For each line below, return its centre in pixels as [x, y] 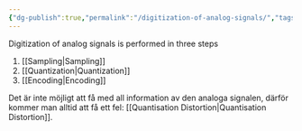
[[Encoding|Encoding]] [64, 80]
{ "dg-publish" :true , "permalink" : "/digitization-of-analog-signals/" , [142, 18]
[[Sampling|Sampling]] [63, 61]
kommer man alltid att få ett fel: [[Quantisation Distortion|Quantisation [137, 107]
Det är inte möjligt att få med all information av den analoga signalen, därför [149, 98]
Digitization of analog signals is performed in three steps [113, 43]
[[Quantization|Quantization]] [76, 70]
